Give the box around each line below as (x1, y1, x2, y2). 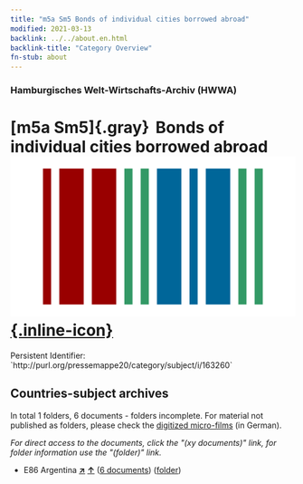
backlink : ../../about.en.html (10, 34, 128, 43)
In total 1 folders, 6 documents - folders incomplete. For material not (10, 410, 264, 421)
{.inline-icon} (10, 320, 114, 341)
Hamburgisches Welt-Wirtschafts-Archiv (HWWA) (10, 84, 238, 97)
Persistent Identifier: (10, 350, 86, 361)
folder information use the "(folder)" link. (10, 447, 162, 458)
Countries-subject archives (10, 386, 169, 402)
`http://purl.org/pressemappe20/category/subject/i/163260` (10, 359, 233, 371)
